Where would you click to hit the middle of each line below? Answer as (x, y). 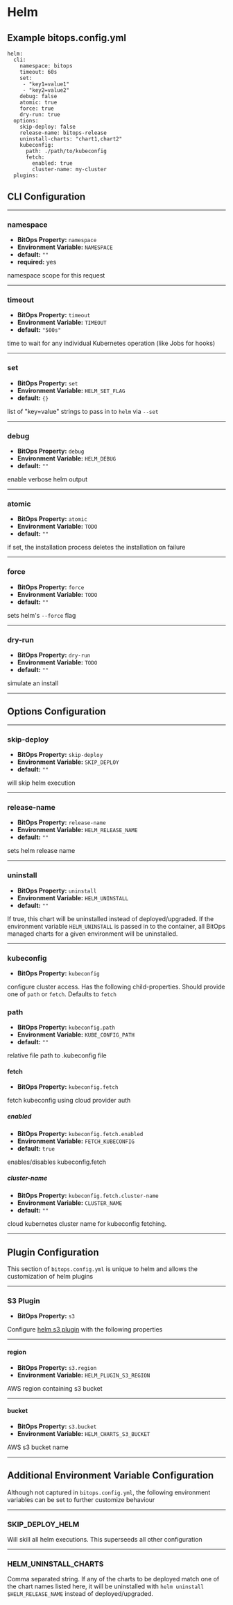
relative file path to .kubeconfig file (57, 1055)
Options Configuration (57, 711)
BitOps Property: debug (51, 451)
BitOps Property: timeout (54, 315)
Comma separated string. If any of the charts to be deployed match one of (113, 1579)
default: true (36, 1149)
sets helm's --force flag (42, 615)
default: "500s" (39, 330)
